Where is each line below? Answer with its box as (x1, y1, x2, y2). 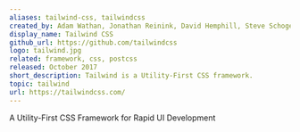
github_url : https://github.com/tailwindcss (9, 37, 178, 47)
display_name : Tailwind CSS (9, 29, 114, 38)
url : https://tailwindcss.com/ (9, 87, 126, 96)
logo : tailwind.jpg (9, 46, 82, 55)
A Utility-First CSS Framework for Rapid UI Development (9, 112, 216, 123)
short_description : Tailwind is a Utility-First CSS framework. (9, 71, 254, 80)
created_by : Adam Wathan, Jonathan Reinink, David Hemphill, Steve (9, 21, 266, 30)
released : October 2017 (9, 63, 98, 72)
